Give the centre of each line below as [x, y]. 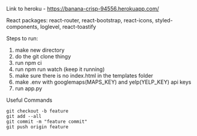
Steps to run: [22, 38]
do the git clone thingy [43, 56]
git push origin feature [37, 127]
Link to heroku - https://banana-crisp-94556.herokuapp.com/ [83, 9]
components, [23, 27]
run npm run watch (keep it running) [60, 69]
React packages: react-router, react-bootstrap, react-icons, [80, 20]
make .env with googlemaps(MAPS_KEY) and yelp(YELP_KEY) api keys [103, 82]
